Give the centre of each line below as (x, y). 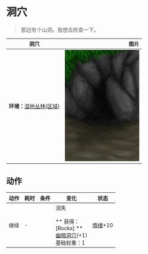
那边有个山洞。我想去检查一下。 (60, 30)
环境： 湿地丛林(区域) (34, 106)
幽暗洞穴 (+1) (72, 235)
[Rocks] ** (69, 228)
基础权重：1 (70, 242)
